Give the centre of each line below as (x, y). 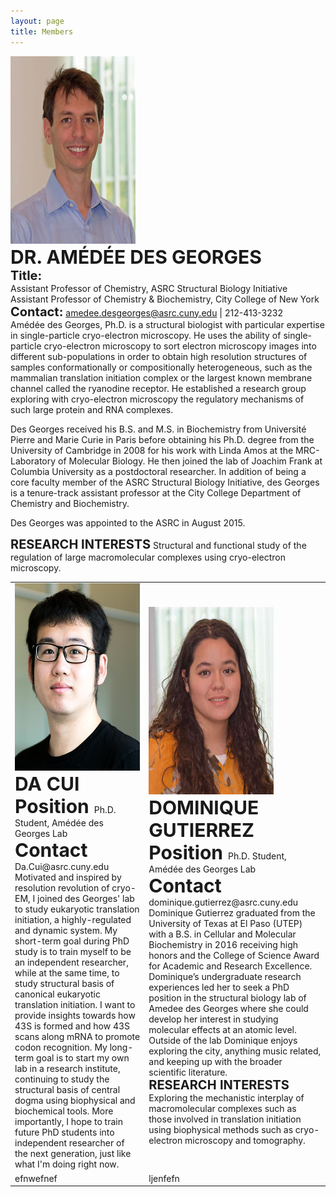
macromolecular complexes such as (222, 1109)
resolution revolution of (62, 888)
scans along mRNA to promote (77, 1037)
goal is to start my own (83, 1058)
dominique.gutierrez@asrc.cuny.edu (223, 902)
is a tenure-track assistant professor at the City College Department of (156, 492)
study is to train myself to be (73, 952)
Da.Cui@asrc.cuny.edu (62, 867)
